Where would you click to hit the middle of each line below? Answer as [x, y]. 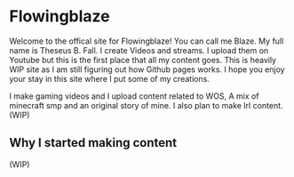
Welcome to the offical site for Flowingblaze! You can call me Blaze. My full [147, 41]
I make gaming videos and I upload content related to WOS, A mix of [134, 96]
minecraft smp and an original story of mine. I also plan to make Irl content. [146, 105]
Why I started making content [93, 143]
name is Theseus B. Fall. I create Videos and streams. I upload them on [139, 50]
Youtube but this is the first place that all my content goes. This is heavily [143, 60]
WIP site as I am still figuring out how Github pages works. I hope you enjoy [147, 69]
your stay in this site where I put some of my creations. [110, 78]
